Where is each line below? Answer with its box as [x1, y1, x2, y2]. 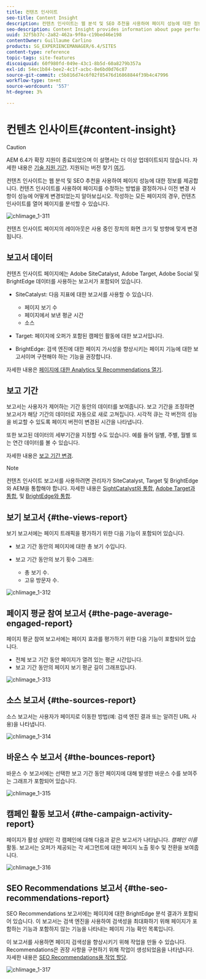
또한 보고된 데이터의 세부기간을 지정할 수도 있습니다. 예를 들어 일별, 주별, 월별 [6, 431, 191, 439]
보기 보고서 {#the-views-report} [6, 512, 128, 522]
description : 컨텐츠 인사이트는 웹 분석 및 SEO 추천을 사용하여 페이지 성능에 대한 [6, 20, 191, 26]
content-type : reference [6, 49, 70, 55]
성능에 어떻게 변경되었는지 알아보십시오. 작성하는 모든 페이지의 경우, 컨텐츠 [17, 192, 196, 200]
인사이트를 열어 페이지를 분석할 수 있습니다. [6, 200, 110, 207]
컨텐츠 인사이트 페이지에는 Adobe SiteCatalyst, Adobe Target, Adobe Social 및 [6, 270, 199, 277]
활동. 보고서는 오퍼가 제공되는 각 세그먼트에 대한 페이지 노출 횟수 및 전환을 [6, 843, 183, 851]
